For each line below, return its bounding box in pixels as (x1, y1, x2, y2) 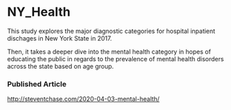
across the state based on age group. (7, 62, 114, 70)
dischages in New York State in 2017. (7, 34, 112, 42)
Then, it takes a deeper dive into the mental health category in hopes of (7, 47, 211, 56)
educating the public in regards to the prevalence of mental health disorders (7, 54, 224, 63)
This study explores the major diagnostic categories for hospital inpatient (7, 27, 216, 35)
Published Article (7, 79, 67, 89)
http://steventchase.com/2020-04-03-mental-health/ (7, 95, 160, 103)
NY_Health (7, 4, 71, 20)
